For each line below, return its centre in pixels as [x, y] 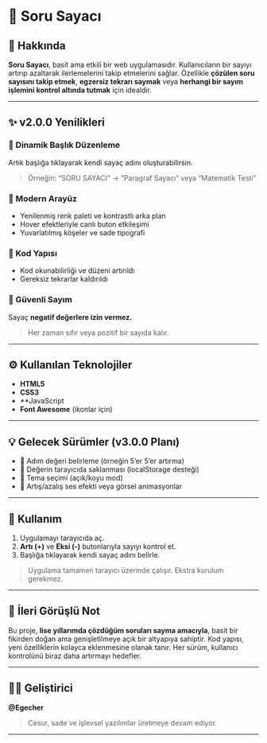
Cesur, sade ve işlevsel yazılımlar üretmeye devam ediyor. [122, 722]
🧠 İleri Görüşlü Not [54, 611]
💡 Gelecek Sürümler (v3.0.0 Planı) [94, 442]
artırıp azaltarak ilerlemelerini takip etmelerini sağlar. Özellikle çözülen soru [132, 73]
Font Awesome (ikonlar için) [66, 410]
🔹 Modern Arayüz [43, 198]
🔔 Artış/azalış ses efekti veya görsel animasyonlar [101, 486]
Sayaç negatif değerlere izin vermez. [70, 317]
